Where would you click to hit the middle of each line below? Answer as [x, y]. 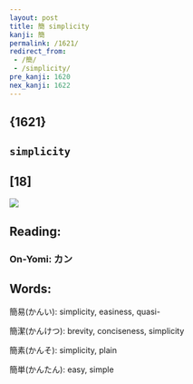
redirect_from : [38, 52]
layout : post [34, 18]
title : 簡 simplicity [49, 26]
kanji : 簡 [27, 34]
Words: [30, 288]
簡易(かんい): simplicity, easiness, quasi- [85, 312]
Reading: [35, 231]
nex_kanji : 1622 [40, 85]
